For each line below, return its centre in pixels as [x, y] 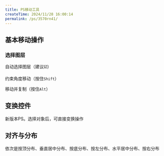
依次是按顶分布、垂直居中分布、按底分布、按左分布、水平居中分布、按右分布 [82, 148]
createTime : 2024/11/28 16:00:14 [39, 14]
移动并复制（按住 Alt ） [28, 89]
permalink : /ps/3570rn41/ [31, 19]
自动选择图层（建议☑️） [28, 67]
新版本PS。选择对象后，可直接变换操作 [44, 119]
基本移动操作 [24, 40]
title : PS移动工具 [23, 10]
